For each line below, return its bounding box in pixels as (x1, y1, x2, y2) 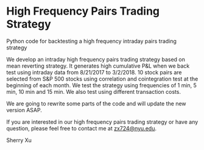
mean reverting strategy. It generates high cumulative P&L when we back (6, 62, 190, 70)
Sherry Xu (6, 136, 32, 144)
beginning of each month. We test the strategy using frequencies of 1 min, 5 (6, 81, 197, 89)
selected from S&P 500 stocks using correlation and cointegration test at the (6, 75, 199, 82)
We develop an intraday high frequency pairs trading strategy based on (6, 55, 186, 63)
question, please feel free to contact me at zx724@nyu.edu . (6, 124, 157, 132)
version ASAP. (6, 106, 43, 113)
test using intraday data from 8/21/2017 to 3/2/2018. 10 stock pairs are (6, 68, 182, 76)
